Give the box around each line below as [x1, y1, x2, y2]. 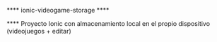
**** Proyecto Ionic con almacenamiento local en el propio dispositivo [6, 20, 210, 27]
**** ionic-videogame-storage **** [6, 6, 110, 14]
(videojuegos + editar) [6, 27, 71, 35]
